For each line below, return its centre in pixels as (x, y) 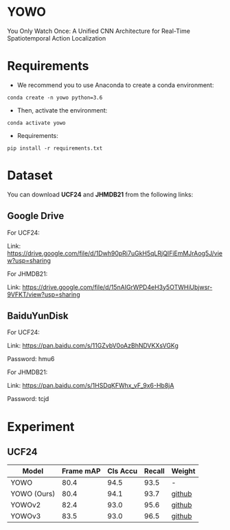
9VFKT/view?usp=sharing (44, 294)
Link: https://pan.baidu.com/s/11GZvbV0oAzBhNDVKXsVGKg (93, 346)
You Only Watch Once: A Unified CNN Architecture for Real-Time (99, 31)
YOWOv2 (26, 505)
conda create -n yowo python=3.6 (55, 97)
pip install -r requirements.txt (55, 148)
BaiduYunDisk (38, 316)
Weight (183, 471)
